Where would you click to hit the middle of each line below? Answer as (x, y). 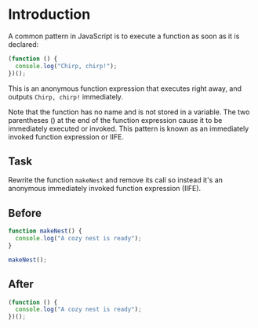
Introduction (49, 14)
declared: (24, 44)
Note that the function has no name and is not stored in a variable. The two (129, 112)
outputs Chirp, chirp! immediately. (66, 96)
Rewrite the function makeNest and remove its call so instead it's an (116, 180)
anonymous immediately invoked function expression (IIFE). (105, 189)
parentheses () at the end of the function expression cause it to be (115, 120)
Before (25, 213)
